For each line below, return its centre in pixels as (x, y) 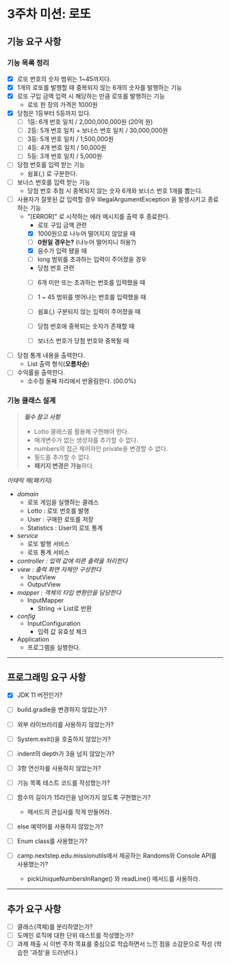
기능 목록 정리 (28, 62)
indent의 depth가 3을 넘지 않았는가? (66, 753)
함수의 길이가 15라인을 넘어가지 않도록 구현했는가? (84, 797)
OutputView (44, 584)
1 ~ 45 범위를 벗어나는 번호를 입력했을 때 (92, 297)
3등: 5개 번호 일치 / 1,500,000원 (71, 139)
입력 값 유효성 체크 (62, 631)
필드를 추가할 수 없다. (62, 457)
